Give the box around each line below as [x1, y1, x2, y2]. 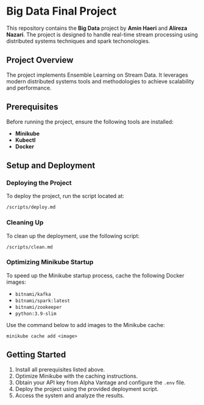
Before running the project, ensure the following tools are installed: [6, 118, 174, 125]
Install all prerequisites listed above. [15, 365, 105, 373]
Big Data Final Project [6, 4, 117, 18]
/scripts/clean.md [6, 244, 53, 250]
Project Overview [6, 55, 74, 65]
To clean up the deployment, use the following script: [6, 232, 140, 239]
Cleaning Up [6, 218, 44, 227]
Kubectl [15, 136, 36, 144]
